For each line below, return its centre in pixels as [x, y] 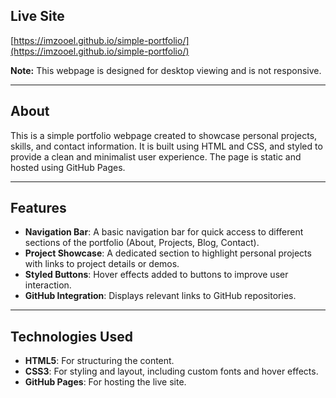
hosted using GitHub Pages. [68, 167]
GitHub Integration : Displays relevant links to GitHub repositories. [160, 296]
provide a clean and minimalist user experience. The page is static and [156, 156]
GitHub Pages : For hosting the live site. [105, 382]
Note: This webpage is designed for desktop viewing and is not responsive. [166, 70]
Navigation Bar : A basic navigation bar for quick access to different [164, 232]
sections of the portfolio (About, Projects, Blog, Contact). [142, 243]
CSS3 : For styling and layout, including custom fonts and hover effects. [171, 371]
